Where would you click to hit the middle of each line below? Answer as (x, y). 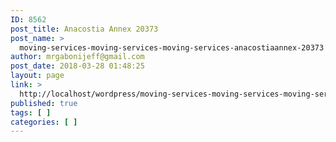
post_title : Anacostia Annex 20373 (84, 29)
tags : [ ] (31, 112)
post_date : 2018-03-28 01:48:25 (77, 66)
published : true (44, 103)
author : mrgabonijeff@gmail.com (77, 57)
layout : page (37, 76)
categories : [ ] (44, 122)
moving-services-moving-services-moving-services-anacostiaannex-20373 (172, 47)
